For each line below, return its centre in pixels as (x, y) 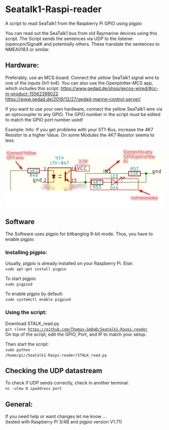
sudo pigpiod (19, 284)
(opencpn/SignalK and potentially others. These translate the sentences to (82, 44)
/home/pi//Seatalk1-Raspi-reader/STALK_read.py (56, 355)
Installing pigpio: (26, 252)
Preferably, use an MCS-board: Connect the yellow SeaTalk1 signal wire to (82, 78)
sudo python (18, 350)
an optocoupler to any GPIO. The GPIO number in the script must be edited (83, 114)
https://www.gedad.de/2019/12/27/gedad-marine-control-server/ (73, 99)
